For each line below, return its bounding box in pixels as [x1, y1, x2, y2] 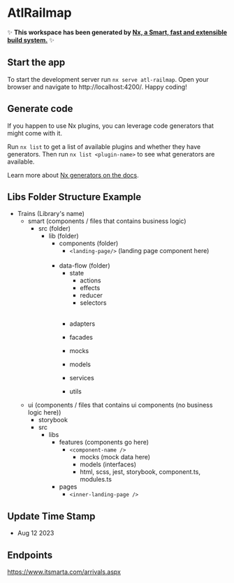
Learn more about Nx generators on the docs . [7, 171, 140, 179]
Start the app [7, 57, 66, 69]
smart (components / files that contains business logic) [27, 217, 187, 225]
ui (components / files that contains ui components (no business [27, 401, 213, 410]
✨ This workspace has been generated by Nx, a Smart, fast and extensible [7, 28, 228, 36]
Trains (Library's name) [17, 210, 85, 218]
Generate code [7, 103, 73, 115]
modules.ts [80, 475, 112, 484]
